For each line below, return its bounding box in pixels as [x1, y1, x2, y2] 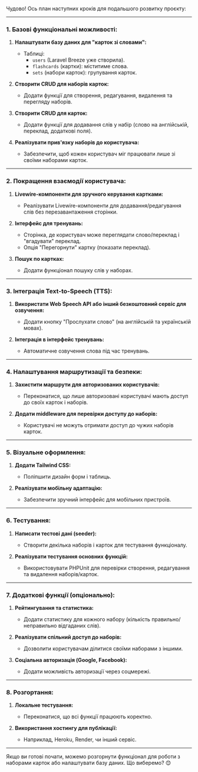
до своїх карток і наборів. [23, 399, 88, 406]
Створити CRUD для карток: [14, 109, 88, 117]
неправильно [23, 622, 57, 629]
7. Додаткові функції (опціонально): [6, 591, 115, 599]
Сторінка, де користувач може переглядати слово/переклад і [23, 231, 180, 238]
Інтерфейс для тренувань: [14, 219, 84, 227]
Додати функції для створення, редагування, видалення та [23, 92, 173, 99]
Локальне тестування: [14, 702, 74, 709]
